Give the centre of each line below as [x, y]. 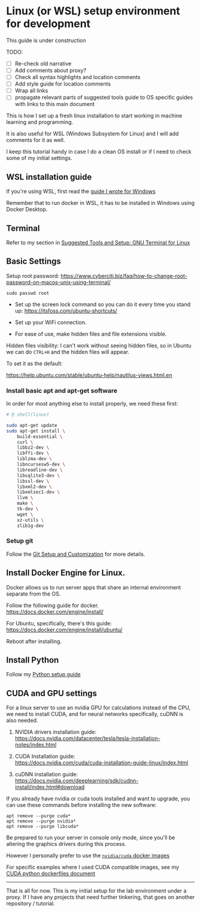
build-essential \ [40, 436]
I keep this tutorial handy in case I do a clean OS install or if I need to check [99, 152]
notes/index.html [36, 745]
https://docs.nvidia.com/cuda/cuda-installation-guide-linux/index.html [101, 763]
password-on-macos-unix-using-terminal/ [58, 282]
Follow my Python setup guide [43, 675]
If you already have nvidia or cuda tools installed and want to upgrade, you [98, 799]
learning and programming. [40, 122]
